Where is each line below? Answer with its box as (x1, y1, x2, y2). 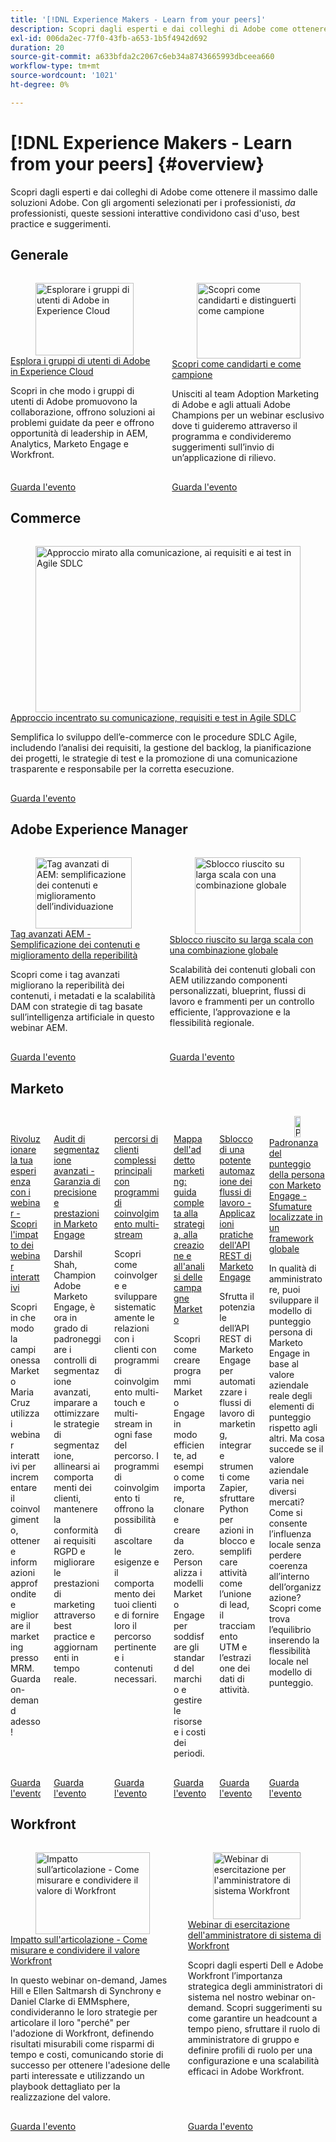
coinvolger (113, 1269, 158, 1281)
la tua (10, 1154, 33, 1166)
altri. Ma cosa (268, 1432, 325, 1444)
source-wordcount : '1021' (10, 71, 118, 81)
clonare (173, 1503, 205, 1515)
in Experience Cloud (10, 365, 94, 377)
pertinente (113, 1641, 157, 1653)
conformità (53, 1524, 99, 1536)
